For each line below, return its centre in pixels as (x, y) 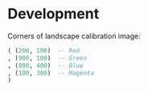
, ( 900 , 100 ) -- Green (47, 58)
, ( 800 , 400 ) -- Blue (45, 65)
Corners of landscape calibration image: (74, 36)
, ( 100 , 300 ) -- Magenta (51, 73)
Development (53, 14)
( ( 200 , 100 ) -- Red (44, 50)
